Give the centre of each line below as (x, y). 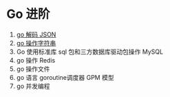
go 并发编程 (33, 86)
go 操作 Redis (36, 60)
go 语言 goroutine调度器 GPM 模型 (65, 77)
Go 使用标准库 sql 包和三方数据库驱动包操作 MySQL (89, 52)
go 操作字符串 (36, 43)
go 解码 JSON (36, 34)
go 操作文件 (33, 69)
